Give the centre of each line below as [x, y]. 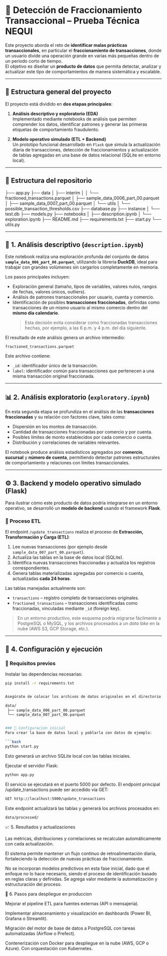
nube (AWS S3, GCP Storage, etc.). [53, 629]
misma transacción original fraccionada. [53, 376]
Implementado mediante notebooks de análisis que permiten [74, 119]
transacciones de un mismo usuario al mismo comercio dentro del [80, 308]
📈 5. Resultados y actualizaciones [40, 827]
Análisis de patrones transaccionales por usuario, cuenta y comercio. [83, 297]
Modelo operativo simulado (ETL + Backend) [59, 139]
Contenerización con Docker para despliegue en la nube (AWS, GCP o [77, 943]
